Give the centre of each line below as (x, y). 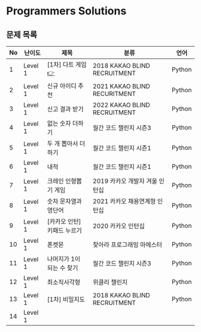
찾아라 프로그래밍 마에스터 (127, 245)
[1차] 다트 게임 (67, 64)
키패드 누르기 (65, 230)
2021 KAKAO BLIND (121, 86)
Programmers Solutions (66, 11)
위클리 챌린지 (110, 282)
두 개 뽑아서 (63, 144)
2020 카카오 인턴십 (118, 226)
